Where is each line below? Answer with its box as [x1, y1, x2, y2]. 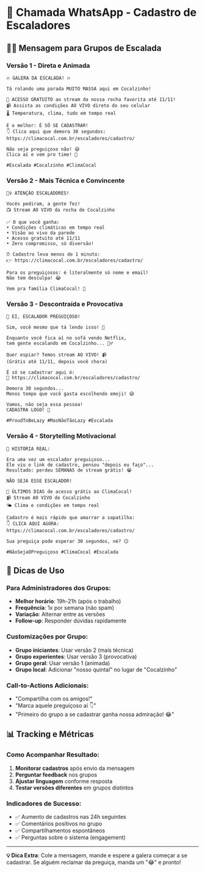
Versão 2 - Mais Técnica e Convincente [6, 176, 125, 185]
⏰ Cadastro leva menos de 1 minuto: [6, 251, 101, 257]
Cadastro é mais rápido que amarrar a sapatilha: [6, 514, 135, 520]
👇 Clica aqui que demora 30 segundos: [6, 128, 106, 135]
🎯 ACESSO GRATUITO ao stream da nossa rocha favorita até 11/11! [6, 96, 176, 103]
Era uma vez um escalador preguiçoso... [6, 456, 111, 462]
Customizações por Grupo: [6, 632, 88, 641]
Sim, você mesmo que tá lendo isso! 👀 [6, 324, 105, 331]
